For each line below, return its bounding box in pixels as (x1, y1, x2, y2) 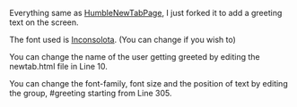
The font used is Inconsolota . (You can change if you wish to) (9, 35, 236, 45)
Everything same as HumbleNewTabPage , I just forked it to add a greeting (9, 8, 283, 18)
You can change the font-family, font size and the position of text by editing (9, 78, 289, 88)
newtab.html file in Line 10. (9, 62, 108, 71)
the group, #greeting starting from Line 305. (9, 88, 172, 98)
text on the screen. (9, 17, 79, 28)
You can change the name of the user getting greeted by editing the (9, 52, 260, 62)
